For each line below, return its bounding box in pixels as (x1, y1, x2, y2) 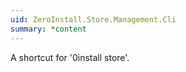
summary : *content (10, 24, 87, 34)
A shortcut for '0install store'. (10, 51, 130, 63)
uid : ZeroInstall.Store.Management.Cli (10, 14, 177, 25)
